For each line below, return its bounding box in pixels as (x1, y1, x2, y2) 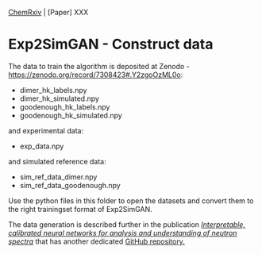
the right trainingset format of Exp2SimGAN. (8, 204, 152, 214)
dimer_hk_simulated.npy (19, 94, 99, 103)
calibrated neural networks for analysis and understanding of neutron (8, 228, 237, 237)
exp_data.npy (19, 141, 64, 151)
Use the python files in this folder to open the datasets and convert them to (8, 195, 254, 206)
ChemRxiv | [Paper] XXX (8, 8, 89, 17)
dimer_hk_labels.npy (19, 85, 87, 94)
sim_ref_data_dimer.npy (19, 171, 98, 182)
